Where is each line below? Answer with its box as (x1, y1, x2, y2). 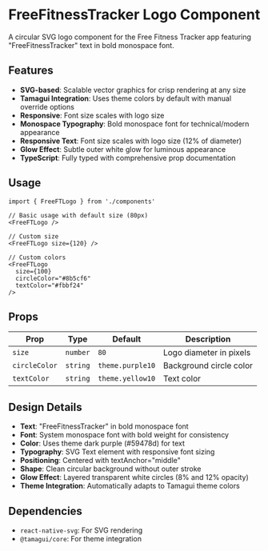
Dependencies (8, 504, 82, 517)
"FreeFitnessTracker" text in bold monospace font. (8, 40, 174, 50)
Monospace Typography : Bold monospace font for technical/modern (19, 118, 250, 129)
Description (185, 333, 231, 345)
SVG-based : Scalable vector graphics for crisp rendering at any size (19, 85, 246, 94)
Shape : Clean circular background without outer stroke (19, 464, 202, 473)
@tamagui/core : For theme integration (19, 534, 142, 543)
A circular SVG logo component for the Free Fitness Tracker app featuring (8, 32, 252, 42)
